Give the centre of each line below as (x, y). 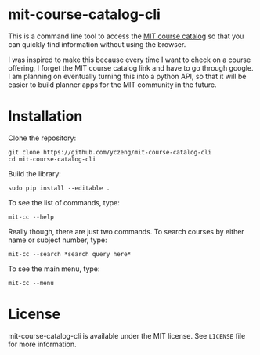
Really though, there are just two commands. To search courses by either (126, 231)
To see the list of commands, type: (64, 202)
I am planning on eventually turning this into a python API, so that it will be (127, 76)
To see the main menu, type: (54, 269)
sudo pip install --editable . (59, 188)
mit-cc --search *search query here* (70, 254)
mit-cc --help (31, 217)
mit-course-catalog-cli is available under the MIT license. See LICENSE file (127, 335)
